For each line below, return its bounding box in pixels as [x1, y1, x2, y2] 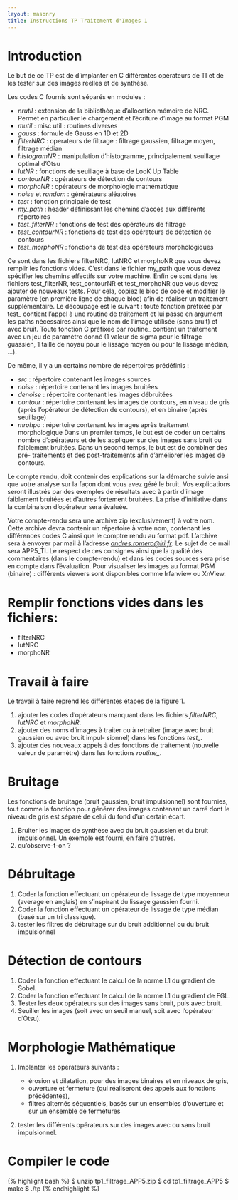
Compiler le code [7, 1153, 110, 1169]
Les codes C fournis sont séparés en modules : [7, 93, 146, 101]
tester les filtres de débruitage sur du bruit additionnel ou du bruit [17, 920, 210, 929]
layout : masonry [7, 10, 55, 18]
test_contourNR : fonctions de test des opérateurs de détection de [17, 227, 212, 236]
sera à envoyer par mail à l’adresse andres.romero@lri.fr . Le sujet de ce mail [7, 539, 231, 548]
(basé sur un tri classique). [17, 913, 97, 921]
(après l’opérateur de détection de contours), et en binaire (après [17, 406, 208, 414]
